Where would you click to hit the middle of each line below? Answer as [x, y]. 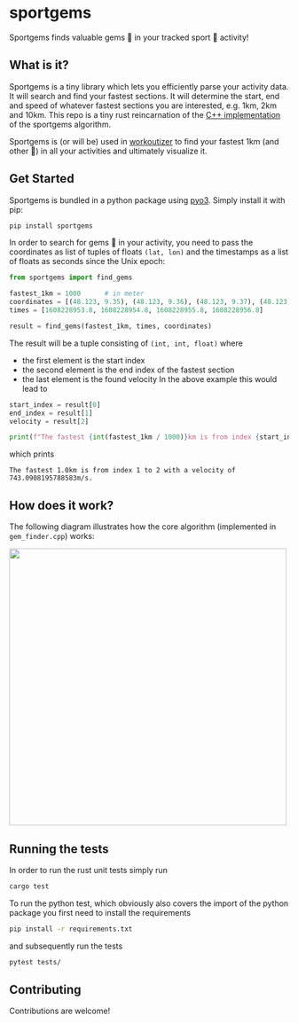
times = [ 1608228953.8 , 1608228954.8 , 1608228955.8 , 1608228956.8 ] [137, 310]
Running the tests [59, 849]
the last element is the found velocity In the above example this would [149, 379]
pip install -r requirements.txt [71, 929]
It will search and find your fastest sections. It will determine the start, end [145, 96]
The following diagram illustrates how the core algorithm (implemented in [143, 527]
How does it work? [62, 505]
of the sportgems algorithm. [60, 124]
